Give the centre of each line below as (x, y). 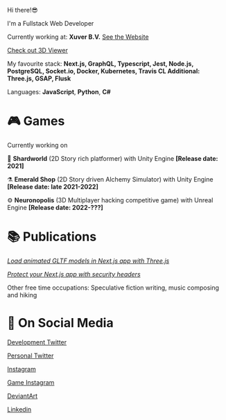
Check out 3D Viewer (37, 50)
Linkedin (19, 409)
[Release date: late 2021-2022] (53, 186)
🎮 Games (36, 121)
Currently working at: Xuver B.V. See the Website (78, 37)
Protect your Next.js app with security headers (74, 274)
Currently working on (37, 145)
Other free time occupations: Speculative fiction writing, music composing (113, 288)
